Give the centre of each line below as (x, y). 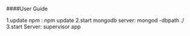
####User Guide (27, 9)
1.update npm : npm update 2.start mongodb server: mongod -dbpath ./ (95, 20)
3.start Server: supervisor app (44, 27)
